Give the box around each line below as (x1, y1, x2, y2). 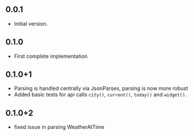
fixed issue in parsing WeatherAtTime (13, 124, 105, 131)
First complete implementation (13, 53, 88, 60)
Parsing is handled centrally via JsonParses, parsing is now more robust (13, 85, 189, 92)
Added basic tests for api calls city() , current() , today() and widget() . (13, 91, 187, 98)
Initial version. (13, 20, 48, 27)
